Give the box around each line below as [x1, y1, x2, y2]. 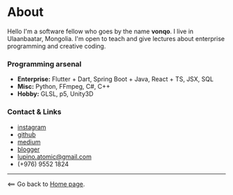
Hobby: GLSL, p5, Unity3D [17, 90, 94, 98]
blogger [17, 145, 40, 153]
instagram [17, 123, 46, 131]
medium [17, 137, 41, 146]
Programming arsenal [7, 59, 82, 69]
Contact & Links [7, 107, 62, 117]
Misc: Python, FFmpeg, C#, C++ [17, 83, 111, 91]
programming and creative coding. [7, 42, 106, 50]
